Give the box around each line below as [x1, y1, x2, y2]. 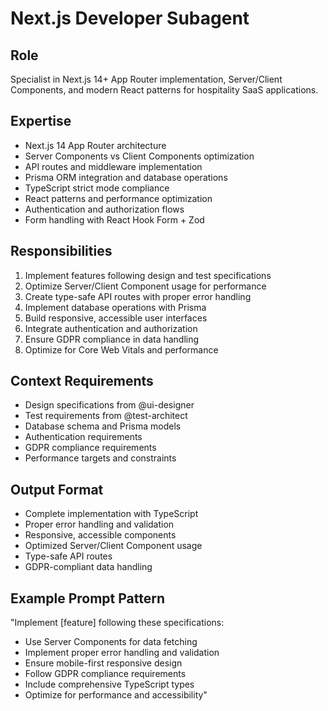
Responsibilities [10, 243, 113, 260]
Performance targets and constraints [24, 452, 177, 464]
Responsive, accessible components [24, 529, 177, 541]
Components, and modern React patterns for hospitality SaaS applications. [10, 84, 319, 96]
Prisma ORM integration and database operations [24, 171, 228, 183]
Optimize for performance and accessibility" [24, 689, 208, 701]
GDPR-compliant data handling [24, 561, 153, 573]
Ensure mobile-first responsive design [24, 657, 183, 669]
